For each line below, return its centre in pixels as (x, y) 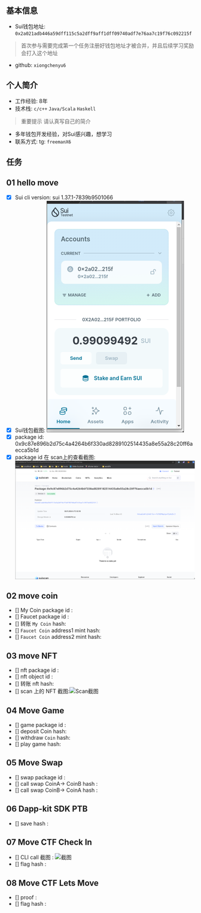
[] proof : (26, 897)
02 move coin (32, 596)
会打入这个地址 (39, 53)
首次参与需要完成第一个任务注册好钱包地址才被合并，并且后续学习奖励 (107, 45)
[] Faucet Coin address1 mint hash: (57, 630)
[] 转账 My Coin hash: (40, 624)
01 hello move (32, 183)
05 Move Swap (34, 763)
